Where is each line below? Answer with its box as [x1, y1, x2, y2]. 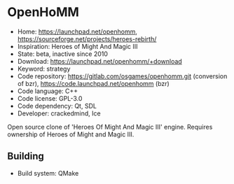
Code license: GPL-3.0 [17, 94, 83, 102]
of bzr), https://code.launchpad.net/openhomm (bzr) [17, 79, 170, 87]
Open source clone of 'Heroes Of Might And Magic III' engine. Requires [7, 122, 213, 131]
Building [7, 150, 44, 162]
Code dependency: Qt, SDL [17, 101, 97, 110]
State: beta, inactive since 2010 [17, 50, 109, 58]
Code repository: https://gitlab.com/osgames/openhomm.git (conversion [17, 71, 228, 80]
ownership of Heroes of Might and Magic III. [7, 130, 135, 139]
